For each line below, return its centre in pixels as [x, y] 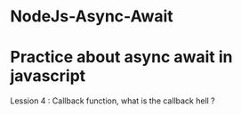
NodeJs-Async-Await [92, 16]
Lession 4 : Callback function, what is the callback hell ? [113, 101]
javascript [48, 76]
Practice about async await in [121, 57]
